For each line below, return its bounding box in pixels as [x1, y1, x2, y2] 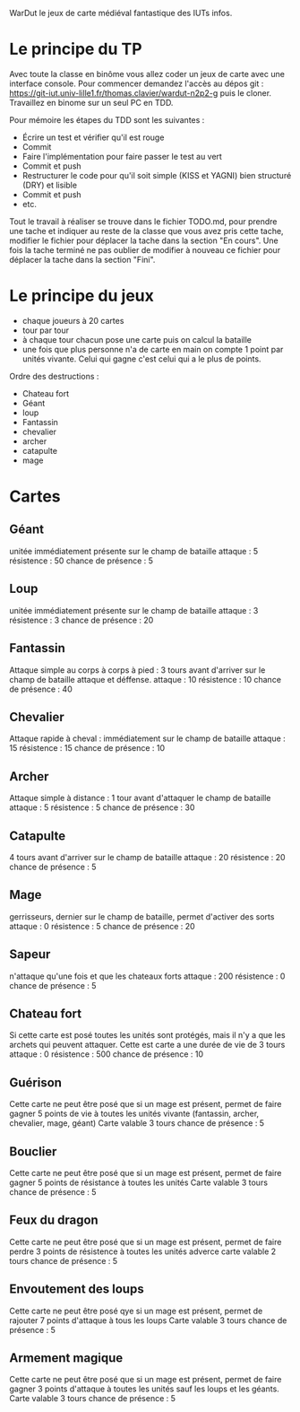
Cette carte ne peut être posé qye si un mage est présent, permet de [9, 1305, 263, 1316]
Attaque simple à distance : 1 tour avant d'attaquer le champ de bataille [9, 793, 271, 804]
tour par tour [21, 325, 70, 336]
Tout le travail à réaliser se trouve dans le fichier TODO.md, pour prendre [9, 215, 278, 227]
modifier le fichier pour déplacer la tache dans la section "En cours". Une [9, 235, 279, 246]
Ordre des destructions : [9, 370, 99, 381]
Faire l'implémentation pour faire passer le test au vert [21, 151, 222, 161]
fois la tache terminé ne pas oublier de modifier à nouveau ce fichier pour [9, 244, 280, 255]
